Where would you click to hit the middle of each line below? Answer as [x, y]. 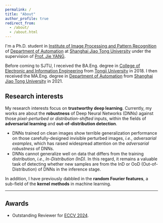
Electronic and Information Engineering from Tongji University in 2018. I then [81, 71]
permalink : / [18, 9]
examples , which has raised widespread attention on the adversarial [81, 143]
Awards [17, 204]
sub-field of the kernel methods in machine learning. [58, 184]
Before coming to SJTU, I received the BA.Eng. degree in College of [73, 66]
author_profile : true [27, 18]
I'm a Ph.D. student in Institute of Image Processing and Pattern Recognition [81, 46]
